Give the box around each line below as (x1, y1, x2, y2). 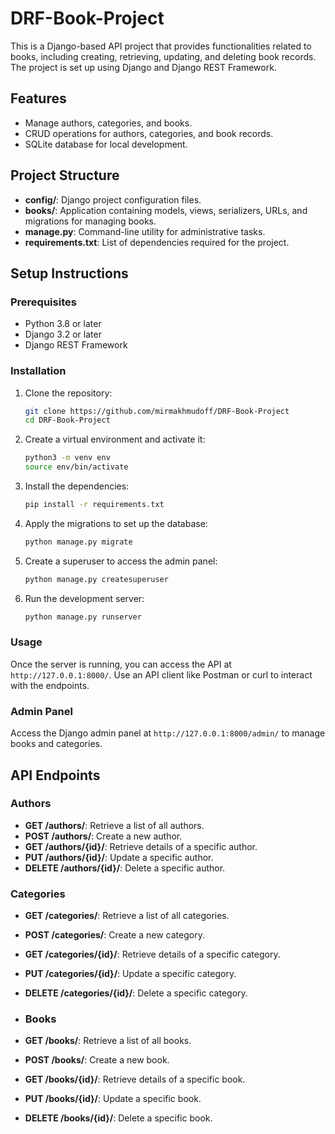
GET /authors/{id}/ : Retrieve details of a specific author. (24, 840, 258, 852)
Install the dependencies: (24, 480, 130, 492)
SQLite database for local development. (24, 138, 188, 150)
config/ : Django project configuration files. (24, 193, 202, 206)
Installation (10, 364, 67, 378)
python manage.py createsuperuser (24, 574, 169, 584)
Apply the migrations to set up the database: (24, 517, 208, 529)
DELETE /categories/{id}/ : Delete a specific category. (24, 987, 248, 999)
